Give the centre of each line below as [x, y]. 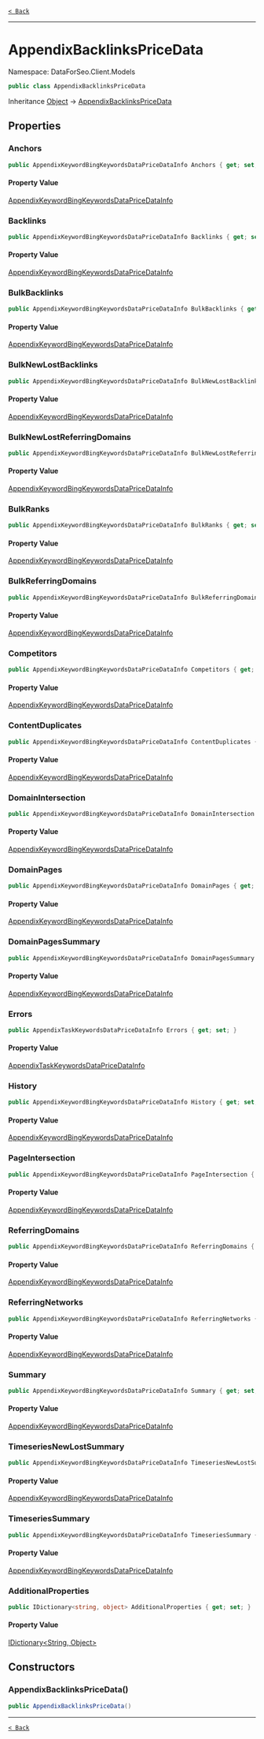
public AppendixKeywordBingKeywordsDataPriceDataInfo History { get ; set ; [133, 1102]
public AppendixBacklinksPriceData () [70, 1706]
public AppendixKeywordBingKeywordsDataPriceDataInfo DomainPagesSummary [132, 958]
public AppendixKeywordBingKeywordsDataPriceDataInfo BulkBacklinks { [126, 309]
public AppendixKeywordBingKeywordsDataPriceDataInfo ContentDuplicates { [133, 742]
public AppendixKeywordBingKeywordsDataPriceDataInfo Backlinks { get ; [128, 236]
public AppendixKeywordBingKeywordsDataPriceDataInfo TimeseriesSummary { [133, 1535]
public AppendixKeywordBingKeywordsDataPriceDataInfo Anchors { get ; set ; [133, 165]
